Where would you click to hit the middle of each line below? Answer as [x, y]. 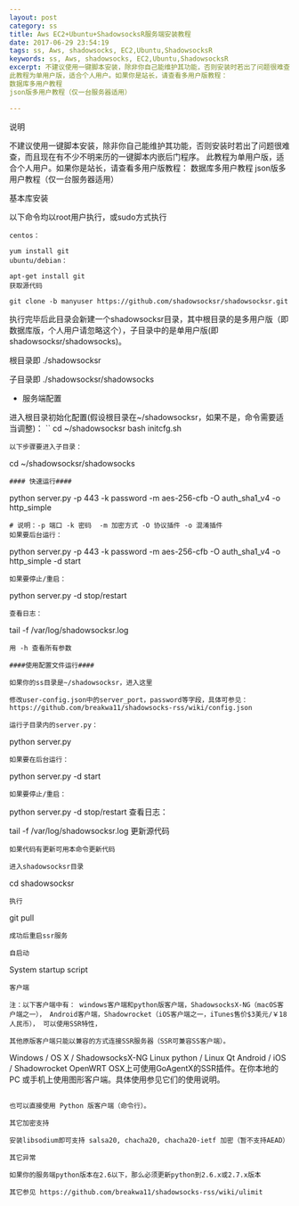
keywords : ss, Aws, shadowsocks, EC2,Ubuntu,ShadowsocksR [119, 59]
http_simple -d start [45, 561]
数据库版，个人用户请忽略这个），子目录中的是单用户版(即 [114, 330]
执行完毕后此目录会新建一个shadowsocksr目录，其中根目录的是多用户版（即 [149, 318]
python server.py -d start [55, 776]
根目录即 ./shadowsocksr [55, 360]
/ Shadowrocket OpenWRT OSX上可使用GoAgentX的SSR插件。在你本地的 [144, 1068]
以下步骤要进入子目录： [46, 447]
